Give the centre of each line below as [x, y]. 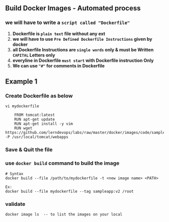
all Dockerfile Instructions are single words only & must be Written [83, 49]
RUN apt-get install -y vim [44, 124]
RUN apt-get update [35, 120]
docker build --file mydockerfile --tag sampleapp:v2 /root [70, 191]
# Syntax [14, 174]
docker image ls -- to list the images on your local [64, 214]
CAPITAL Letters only [34, 55]
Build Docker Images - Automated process [73, 8]
